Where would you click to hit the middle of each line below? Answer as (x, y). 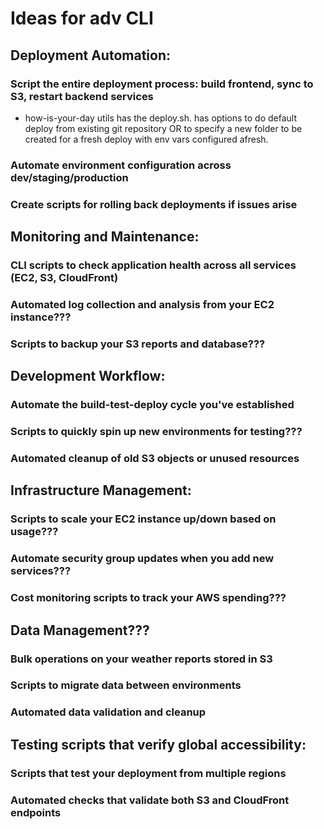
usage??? (34, 532)
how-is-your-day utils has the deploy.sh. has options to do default (161, 118)
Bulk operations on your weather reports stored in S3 (141, 659)
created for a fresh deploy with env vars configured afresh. (146, 139)
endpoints (36, 812)
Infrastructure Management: (101, 490)
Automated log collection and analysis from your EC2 (142, 304)
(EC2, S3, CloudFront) (64, 278)
